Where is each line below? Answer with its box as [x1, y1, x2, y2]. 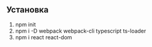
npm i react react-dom [15, 33, 72, 41]
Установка [6, 5, 49, 15]
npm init [15, 20, 36, 28]
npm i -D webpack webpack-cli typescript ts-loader [15, 27, 146, 34]
